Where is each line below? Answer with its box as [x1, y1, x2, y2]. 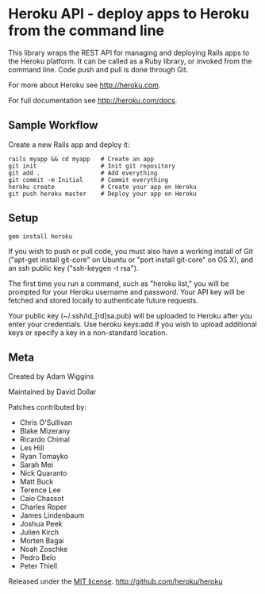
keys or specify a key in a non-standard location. [8, 327, 168, 337]
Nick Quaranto [19, 469, 67, 478]
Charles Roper [19, 502, 67, 512]
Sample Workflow [8, 118, 98, 132]
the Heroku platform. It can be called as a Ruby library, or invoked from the [8, 56, 252, 66]
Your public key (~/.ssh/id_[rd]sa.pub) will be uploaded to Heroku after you [8, 310, 252, 320]
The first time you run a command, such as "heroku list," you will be [8, 279, 229, 288]
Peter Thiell [19, 561, 58, 571]
